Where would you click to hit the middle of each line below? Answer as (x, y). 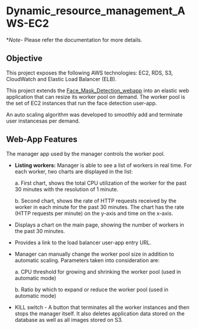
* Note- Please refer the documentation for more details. (74, 40)
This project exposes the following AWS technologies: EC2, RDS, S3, (90, 73)
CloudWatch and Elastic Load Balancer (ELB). (61, 79)
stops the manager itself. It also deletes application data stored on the (100, 313)
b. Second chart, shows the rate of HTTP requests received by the (95, 201)
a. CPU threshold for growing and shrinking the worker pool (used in (98, 272)
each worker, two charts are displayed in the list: (74, 171)
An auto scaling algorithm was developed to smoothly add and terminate (95, 114)
